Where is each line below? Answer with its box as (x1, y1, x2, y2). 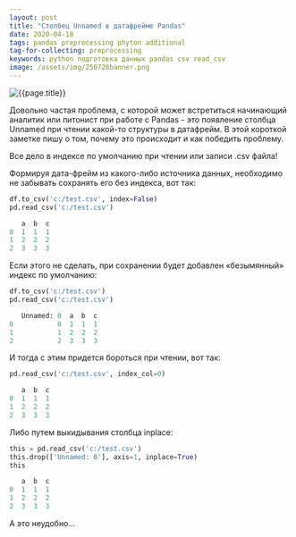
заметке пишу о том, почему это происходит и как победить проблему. (9, 133, 284, 144)
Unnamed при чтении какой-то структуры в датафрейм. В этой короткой (9, 123, 287, 134)
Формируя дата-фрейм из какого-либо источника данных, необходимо (9, 167, 283, 179)
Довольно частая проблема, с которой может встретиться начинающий (9, 105, 288, 115)
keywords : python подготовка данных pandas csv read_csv (9, 55, 226, 63)
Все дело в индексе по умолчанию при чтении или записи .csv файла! (9, 150, 278, 161)
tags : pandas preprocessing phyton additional (9, 38, 186, 47)
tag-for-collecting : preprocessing (9, 46, 142, 55)
